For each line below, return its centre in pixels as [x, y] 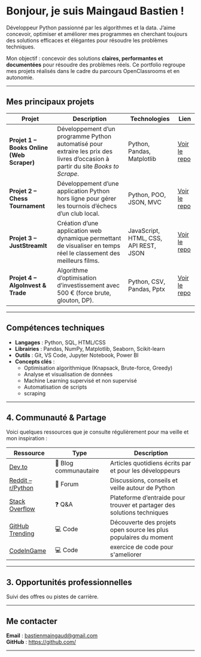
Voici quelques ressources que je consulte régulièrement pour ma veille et [98, 432]
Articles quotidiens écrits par [150, 464]
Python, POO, [147, 195]
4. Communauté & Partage [56, 417]
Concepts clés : [35, 361]
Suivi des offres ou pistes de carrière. [52, 597]
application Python [83, 191]
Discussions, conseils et [144, 480]
